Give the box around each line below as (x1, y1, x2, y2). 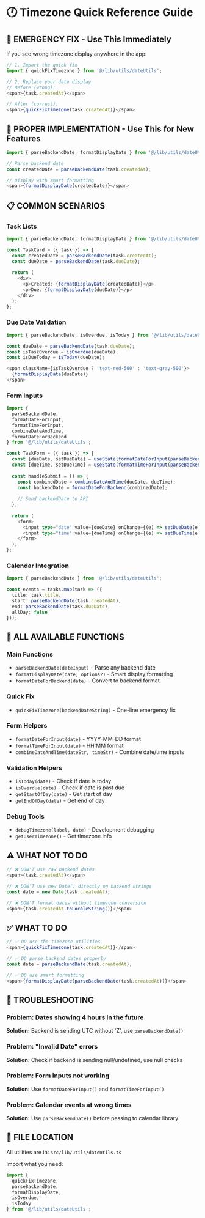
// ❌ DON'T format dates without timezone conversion (6, 900, 146, 906)
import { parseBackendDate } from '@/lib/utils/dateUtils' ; (6, 575, 163, 581)
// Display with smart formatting (6, 177, 95, 183)
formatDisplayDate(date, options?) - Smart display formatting (15, 671, 173, 678)
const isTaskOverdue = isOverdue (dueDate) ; (6, 349, 119, 355)
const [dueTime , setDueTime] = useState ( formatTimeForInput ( (12, 462, 171, 468)
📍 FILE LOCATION (6, 1132, 73, 1143)
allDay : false (12, 609, 48, 615)
